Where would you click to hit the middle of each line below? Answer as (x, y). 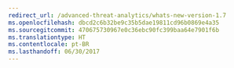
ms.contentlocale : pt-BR (49, 45)
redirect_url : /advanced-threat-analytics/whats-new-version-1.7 (117, 15)
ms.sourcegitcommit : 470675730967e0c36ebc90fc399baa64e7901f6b (114, 30)
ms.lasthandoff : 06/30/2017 (54, 52)
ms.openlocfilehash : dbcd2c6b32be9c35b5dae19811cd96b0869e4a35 (114, 23)
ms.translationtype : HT (47, 37)
